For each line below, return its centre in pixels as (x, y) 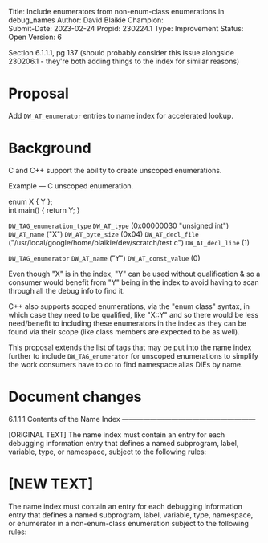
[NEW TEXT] (51, 484)
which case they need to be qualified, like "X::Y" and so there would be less (134, 314)
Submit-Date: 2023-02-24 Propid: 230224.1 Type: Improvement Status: (126, 28)
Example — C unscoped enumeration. (71, 186)
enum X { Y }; (30, 201)
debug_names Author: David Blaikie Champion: (86, 20)
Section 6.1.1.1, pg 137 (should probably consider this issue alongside (122, 53)
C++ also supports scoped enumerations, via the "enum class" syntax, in (129, 306)
